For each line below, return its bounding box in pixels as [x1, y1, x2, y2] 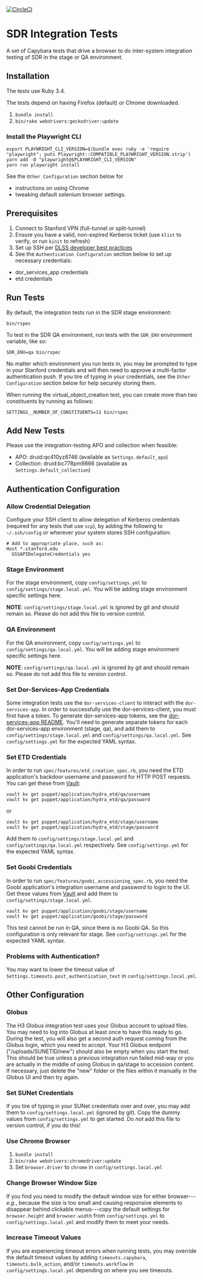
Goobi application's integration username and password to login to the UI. [6, 883, 191, 890]
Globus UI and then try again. [6, 1073, 80, 1080]
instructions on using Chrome [15, 185, 89, 192]
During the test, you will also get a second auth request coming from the [6, 1035, 187, 1042]
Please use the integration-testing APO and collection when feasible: [6, 442, 178, 449]
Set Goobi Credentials [6, 863, 73, 872]
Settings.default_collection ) [15, 466, 91, 473]
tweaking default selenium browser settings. [15, 191, 126, 198]
